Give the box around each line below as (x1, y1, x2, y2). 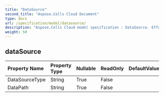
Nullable (76, 65, 96, 72)
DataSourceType (7, 76, 46, 83)
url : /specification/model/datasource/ (5, 20, 86, 26)
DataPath (7, 84, 29, 91)
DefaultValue (128, 65, 160, 72)
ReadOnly (101, 65, 124, 72)
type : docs (5, 16, 27, 21)
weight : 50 (5, 30, 27, 34)
